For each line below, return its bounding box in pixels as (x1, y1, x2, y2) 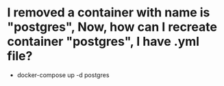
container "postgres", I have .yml (7, 34, 200, 49)
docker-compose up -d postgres (16, 70, 110, 79)
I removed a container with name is (7, 5, 210, 20)
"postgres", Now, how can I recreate (7, 19, 218, 35)
